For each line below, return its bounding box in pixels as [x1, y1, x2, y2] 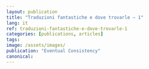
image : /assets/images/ [6, 43, 66, 49]
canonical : [6, 53, 34, 59]
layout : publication [6, 8, 58, 15]
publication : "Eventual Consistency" [6, 48, 101, 54]
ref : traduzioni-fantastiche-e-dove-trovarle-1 [6, 25, 128, 32]
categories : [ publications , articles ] [6, 31, 103, 37]
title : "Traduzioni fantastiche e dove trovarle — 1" [6, 14, 144, 20]
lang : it [6, 20, 28, 26]
